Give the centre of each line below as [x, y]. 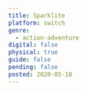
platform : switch [37, 23]
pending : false [33, 67]
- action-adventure [47, 38]
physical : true [33, 52]
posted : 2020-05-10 [40, 74]
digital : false [33, 45]
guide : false [30, 60]
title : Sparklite [37, 15]
